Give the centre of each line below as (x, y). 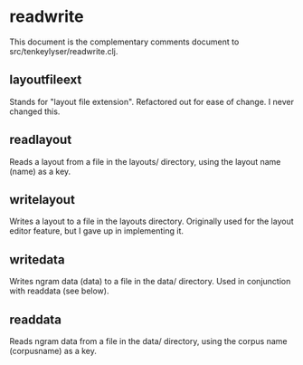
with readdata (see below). (59, 291)
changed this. (35, 111)
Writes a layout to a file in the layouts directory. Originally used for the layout (151, 221)
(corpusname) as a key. (53, 351)
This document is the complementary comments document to (124, 42)
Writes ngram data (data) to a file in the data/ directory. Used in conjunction (150, 282)
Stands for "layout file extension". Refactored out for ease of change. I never (151, 101)
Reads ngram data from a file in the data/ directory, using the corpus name (148, 341)
